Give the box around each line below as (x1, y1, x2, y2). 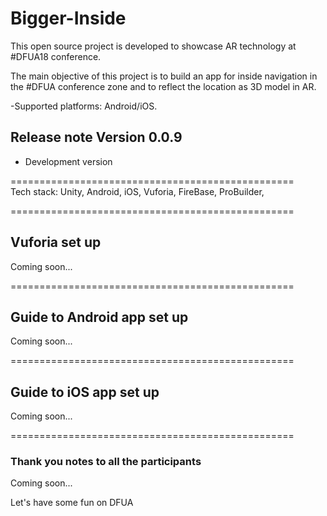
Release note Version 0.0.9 (10, 129, 183, 146)
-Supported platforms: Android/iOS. (10, 100, 158, 112)
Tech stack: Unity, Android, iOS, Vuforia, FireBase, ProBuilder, (10, 185, 265, 197)
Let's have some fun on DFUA (10, 497, 134, 509)
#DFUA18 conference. (10, 50, 102, 62)
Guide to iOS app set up (10, 383, 160, 401)
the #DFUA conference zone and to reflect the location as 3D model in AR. (10, 80, 317, 92)
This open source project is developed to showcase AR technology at (10, 40, 297, 52)
